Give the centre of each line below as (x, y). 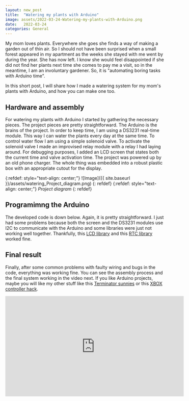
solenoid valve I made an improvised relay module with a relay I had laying (83, 146)
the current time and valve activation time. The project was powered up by (83, 157)
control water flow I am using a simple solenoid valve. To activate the (78, 141)
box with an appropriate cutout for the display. (54, 168)
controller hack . (22, 289)
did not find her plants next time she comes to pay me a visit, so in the (79, 65)
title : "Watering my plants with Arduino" (52, 15)
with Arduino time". (25, 76)
